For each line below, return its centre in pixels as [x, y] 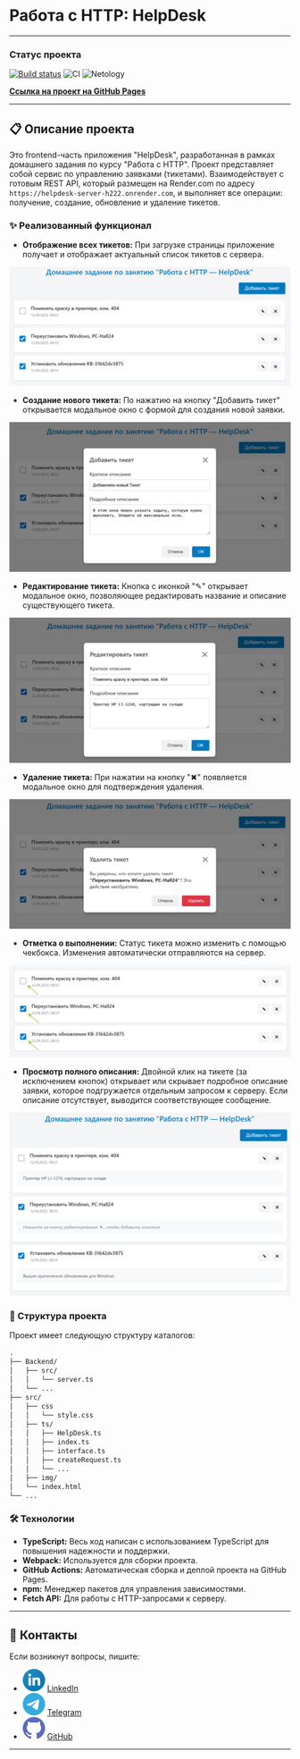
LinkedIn [62, 1688]
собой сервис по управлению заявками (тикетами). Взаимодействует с [146, 174]
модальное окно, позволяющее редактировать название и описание [154, 595]
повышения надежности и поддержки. [96, 1551]
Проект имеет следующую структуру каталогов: [102, 1335]
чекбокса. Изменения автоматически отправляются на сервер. [144, 953]
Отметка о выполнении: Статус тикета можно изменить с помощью [154, 943]
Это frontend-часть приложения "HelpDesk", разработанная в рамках [142, 155]
